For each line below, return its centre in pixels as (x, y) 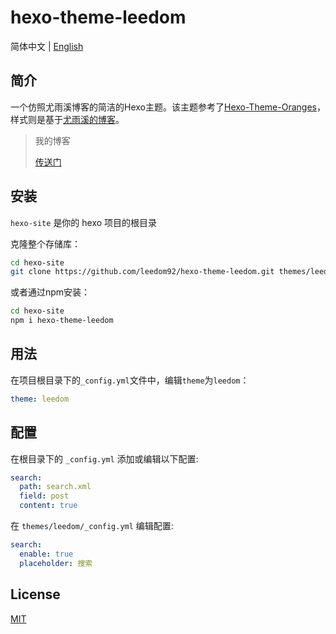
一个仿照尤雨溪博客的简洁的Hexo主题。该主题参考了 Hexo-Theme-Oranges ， (168, 107)
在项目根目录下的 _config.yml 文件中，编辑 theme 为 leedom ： (130, 380)
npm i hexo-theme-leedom (62, 321)
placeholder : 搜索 (56, 563)
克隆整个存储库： (45, 243)
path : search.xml (55, 487)
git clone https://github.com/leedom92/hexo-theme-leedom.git (142, 272)
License (35, 594)
